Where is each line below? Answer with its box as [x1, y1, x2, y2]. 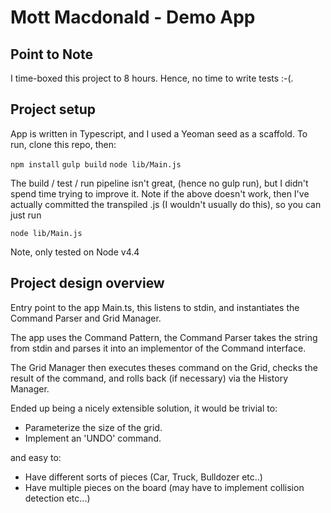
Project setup [10, 101, 97, 118]
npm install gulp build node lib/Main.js [10, 159, 182, 170]
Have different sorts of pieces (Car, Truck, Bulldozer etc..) [24, 471, 263, 483]
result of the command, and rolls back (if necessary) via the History [10, 372, 289, 384]
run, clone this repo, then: [10, 138, 117, 150]
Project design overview [10, 275, 165, 292]
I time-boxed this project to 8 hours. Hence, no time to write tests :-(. [10, 72, 294, 84]
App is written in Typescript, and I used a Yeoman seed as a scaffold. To [10, 127, 308, 140]
